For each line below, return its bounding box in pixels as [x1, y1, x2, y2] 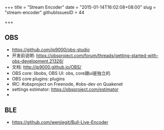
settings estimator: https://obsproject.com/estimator [11, 86, 119, 92]
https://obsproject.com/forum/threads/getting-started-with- [36, 52, 159, 59]
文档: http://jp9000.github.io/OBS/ [11, 64, 82, 70]
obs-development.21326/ [11, 58, 64, 64]
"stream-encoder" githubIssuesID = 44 [4, 9, 85, 15]
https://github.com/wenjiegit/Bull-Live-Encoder [11, 119, 109, 125]
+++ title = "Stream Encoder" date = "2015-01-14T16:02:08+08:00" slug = [4, 4, 157, 10]
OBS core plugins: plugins [11, 75, 65, 81]
